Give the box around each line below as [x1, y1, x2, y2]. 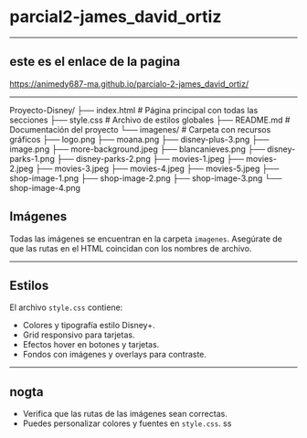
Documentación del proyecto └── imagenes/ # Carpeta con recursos [9, 123, 271, 134]
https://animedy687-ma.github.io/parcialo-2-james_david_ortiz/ [9, 78, 249, 89]
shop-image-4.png [9, 182, 80, 193]
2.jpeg [9, 163, 34, 174]
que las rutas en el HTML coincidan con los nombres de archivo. [9, 242, 252, 253]
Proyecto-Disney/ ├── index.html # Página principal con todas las [9, 104, 259, 115]
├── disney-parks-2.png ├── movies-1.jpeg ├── [56, 153, 245, 164]
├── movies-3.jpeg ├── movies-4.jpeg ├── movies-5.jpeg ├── [35, 163, 280, 174]
